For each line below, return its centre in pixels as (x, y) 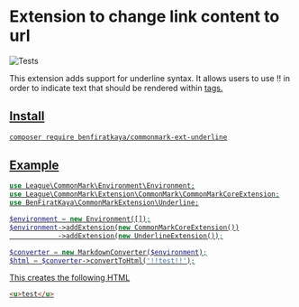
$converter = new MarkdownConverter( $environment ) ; (108, 252)
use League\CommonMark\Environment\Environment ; (102, 186)
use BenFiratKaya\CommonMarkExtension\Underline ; (104, 203)
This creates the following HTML (70, 278)
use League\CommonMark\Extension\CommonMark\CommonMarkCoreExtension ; (145, 195)
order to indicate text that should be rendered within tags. (116, 88)
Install (27, 116)
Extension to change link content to (145, 17)
